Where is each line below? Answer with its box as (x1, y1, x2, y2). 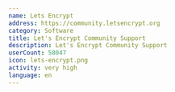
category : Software (8, 26, 74, 34)
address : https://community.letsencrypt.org (8, 19, 160, 27)
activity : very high (8, 64, 78, 72)
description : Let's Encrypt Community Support (8, 42, 168, 50)
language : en (8, 71, 52, 79)
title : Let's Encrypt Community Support (8, 34, 147, 42)
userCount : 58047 (8, 49, 67, 57)
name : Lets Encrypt (8, 11, 74, 20)
